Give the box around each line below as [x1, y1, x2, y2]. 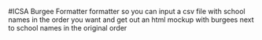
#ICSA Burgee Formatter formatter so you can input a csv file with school [8, 7, 245, 16]
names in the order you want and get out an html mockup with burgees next [8, 15, 254, 24]
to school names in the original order [8, 24, 127, 32]
